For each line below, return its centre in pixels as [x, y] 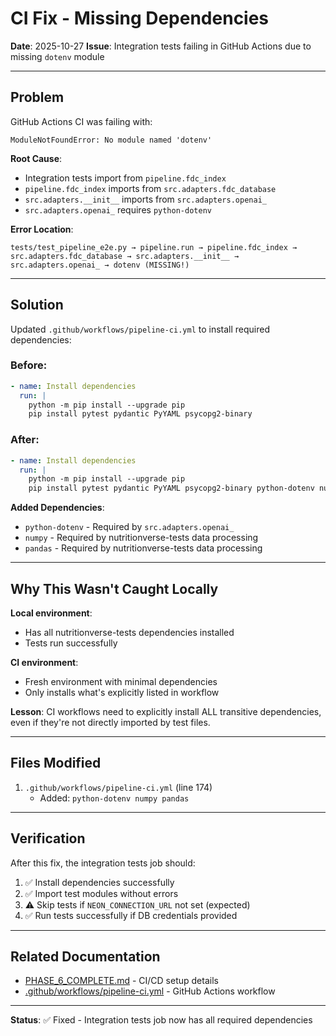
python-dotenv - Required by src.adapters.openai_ [129, 527]
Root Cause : [36, 158]
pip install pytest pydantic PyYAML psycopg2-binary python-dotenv [171, 488]
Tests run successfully [71, 643]
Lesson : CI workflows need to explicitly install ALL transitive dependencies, [166, 711]
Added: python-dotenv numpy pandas [114, 798]
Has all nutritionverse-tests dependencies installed [129, 632]
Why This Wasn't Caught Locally [114, 588]
